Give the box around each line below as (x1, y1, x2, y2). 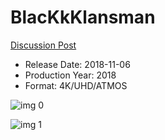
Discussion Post (10, 39, 77, 51)
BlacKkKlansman (10, 6, 156, 29)
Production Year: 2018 (24, 69, 117, 81)
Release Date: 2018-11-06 (24, 58, 131, 70)
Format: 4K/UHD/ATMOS (24, 79, 128, 91)
